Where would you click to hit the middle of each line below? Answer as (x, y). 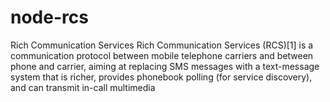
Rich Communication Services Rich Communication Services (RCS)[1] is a (162, 45)
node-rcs (49, 17)
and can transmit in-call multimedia (83, 87)
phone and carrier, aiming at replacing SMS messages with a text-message (165, 66)
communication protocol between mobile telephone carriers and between (162, 55)
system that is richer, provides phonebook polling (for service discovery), (161, 77)
